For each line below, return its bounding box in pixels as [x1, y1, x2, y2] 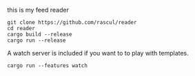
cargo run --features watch [7, 62, 88, 69]
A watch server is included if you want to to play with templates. [7, 49, 189, 57]
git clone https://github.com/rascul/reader [7, 19, 137, 26]
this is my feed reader [7, 6, 69, 14]
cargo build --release [7, 31, 72, 38]
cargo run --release [7, 37, 67, 44]
